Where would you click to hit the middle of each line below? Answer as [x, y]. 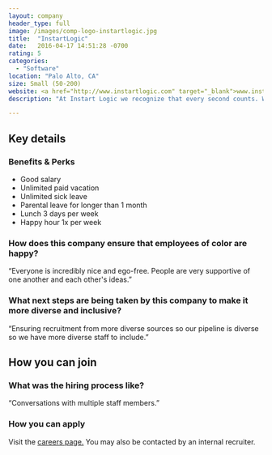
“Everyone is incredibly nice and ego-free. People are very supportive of [130, 271]
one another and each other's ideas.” [70, 279]
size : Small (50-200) [45, 83]
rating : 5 [25, 53]
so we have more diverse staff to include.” [79, 337]
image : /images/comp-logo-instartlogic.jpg [83, 31]
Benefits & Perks [42, 161]
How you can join [53, 362]
